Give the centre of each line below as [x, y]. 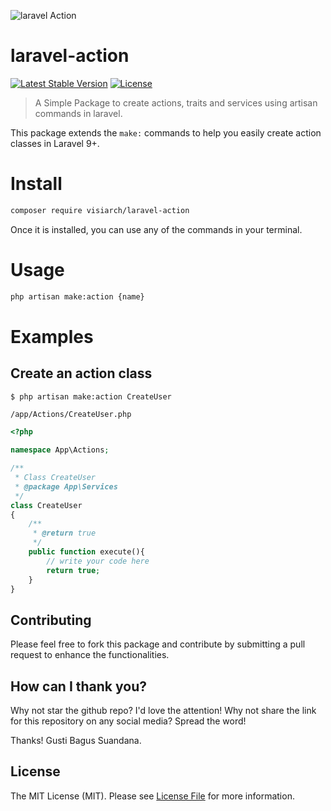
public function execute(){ [86, 552]
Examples [52, 336]
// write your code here [98, 561]
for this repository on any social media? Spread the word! [128, 721]
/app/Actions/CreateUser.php [71, 415]
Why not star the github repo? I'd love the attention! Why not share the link [163, 711]
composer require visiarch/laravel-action [100, 210]
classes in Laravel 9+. [55, 143]
